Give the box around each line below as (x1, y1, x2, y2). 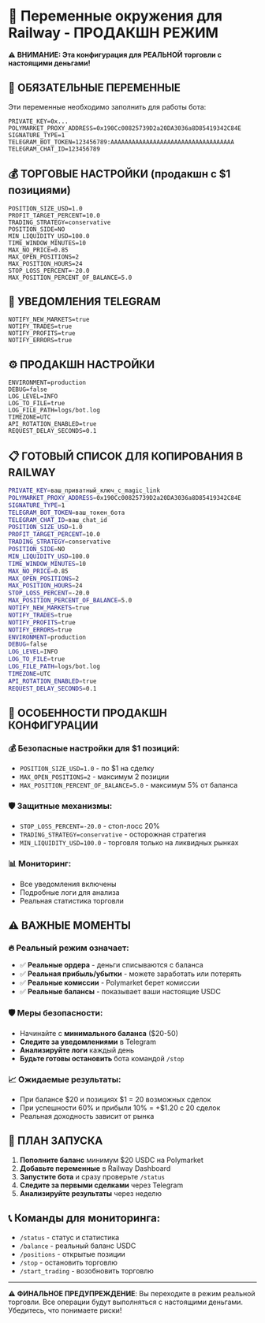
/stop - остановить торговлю (19, 1258, 118, 1267)
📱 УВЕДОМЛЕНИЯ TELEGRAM (8, 295, 162, 308)
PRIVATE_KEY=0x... (8, 117, 69, 125)
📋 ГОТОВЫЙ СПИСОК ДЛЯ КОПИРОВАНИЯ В (8, 449, 243, 463)
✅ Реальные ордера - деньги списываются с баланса (19, 960, 203, 970)
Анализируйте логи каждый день (19, 1045, 135, 1055)
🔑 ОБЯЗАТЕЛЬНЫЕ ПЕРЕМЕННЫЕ (8, 81, 181, 95)
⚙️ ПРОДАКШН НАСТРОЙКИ (8, 358, 155, 371)
